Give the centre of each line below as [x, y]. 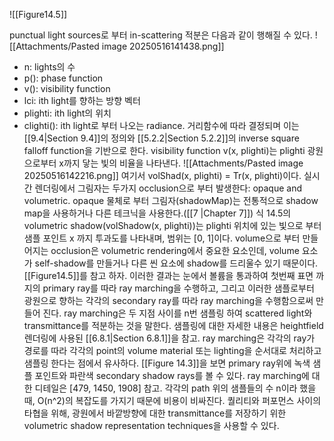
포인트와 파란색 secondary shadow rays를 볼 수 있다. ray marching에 [172, 375]
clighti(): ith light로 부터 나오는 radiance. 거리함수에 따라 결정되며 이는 [161, 125]
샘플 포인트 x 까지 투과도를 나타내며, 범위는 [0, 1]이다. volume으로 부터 [162, 238]
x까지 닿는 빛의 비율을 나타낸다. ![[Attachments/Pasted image [181, 163]
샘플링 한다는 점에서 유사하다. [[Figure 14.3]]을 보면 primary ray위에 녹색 [167, 363]
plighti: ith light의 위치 [67, 113]
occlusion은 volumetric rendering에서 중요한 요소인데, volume [175, 250]
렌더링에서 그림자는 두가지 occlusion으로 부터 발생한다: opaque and [168, 188]
